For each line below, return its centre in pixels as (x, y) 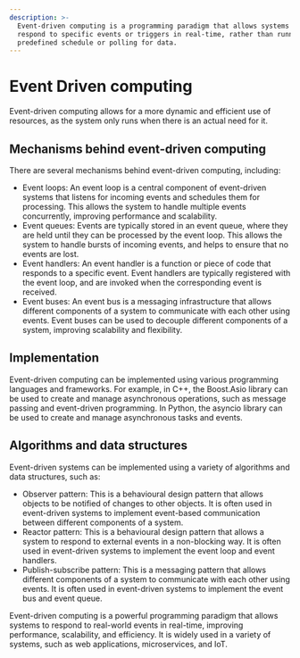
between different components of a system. (103, 522)
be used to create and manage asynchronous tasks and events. (126, 417)
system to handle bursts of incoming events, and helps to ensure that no (155, 245)
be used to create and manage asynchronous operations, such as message (148, 398)
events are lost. (50, 254)
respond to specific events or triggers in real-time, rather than (146, 34)
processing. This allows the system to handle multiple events (134, 207)
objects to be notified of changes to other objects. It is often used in (147, 503)
